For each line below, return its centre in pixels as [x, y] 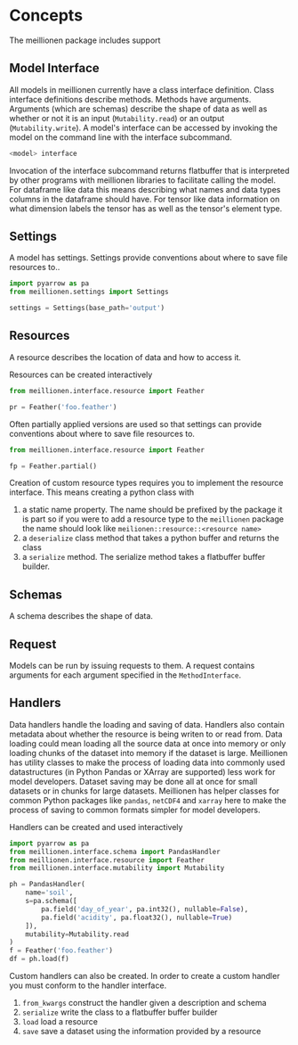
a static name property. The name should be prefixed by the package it [152, 510]
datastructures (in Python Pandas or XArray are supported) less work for [142, 771]
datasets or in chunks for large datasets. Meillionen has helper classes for [145, 791]
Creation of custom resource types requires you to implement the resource [146, 483]
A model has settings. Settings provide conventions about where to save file [149, 258]
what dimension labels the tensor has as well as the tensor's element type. [146, 208]
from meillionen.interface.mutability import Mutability [117, 868]
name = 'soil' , [49, 893]
